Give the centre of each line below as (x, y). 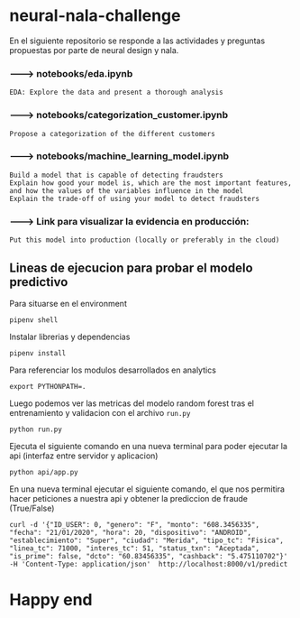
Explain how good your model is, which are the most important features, (151, 183)
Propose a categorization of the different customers (113, 134)
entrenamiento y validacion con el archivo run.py (100, 412)
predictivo (39, 282)
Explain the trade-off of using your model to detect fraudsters (134, 198)
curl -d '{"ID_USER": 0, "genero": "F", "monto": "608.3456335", (134, 524)
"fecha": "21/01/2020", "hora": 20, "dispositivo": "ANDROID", (131, 532)
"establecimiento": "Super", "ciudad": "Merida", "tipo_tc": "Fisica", (146, 540)
